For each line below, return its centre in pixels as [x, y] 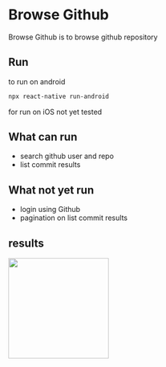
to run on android [37, 81]
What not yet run [51, 190]
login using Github [50, 210]
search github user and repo [67, 156]
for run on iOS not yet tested [55, 112]
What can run [43, 137]
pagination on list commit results [74, 218]
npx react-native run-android [59, 96]
